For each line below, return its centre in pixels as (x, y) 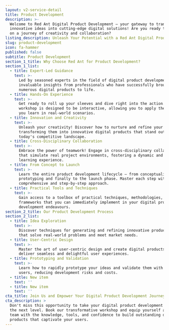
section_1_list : (22, 66)
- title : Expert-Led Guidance (41, 71)
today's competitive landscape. (52, 137)
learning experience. (41, 160)
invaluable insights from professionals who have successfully (86, 85)
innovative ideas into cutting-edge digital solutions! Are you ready (85, 29)
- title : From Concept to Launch (45, 164)
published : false (23, 52)
